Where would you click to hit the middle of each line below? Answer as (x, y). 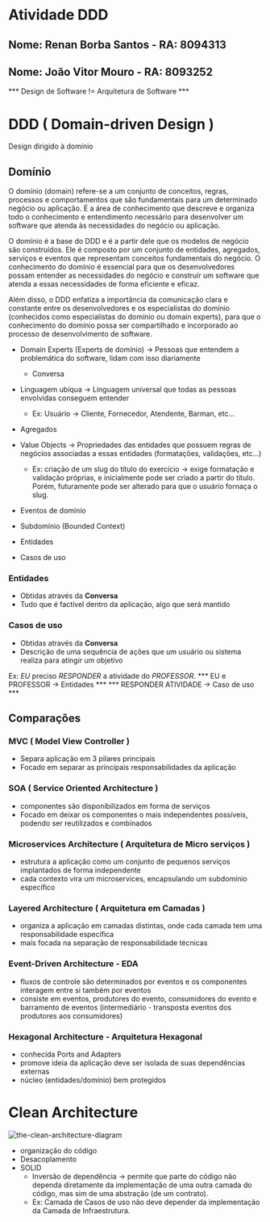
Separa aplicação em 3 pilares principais (87, 759)
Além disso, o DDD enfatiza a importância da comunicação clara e (118, 299)
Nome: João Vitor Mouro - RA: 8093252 (111, 71)
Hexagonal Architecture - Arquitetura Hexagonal (106, 1036)
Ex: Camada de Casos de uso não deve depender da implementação (146, 1202)
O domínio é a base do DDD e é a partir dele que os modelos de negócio (129, 241)
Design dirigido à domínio (51, 146)
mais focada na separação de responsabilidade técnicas (114, 943)
